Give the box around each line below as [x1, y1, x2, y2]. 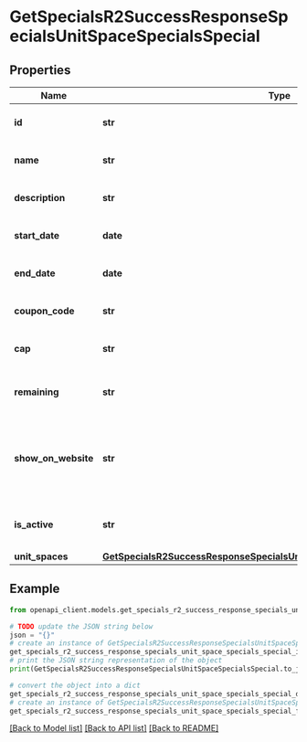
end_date [14, 267, 57, 280]
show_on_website [14, 452, 94, 464]
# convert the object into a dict [9, 681, 142, 690]
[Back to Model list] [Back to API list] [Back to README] [9, 723, 219, 734]
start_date [14, 229, 60, 241]
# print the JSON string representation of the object [9, 656, 223, 665]
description [14, 192, 66, 204]
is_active [14, 518, 54, 531]
